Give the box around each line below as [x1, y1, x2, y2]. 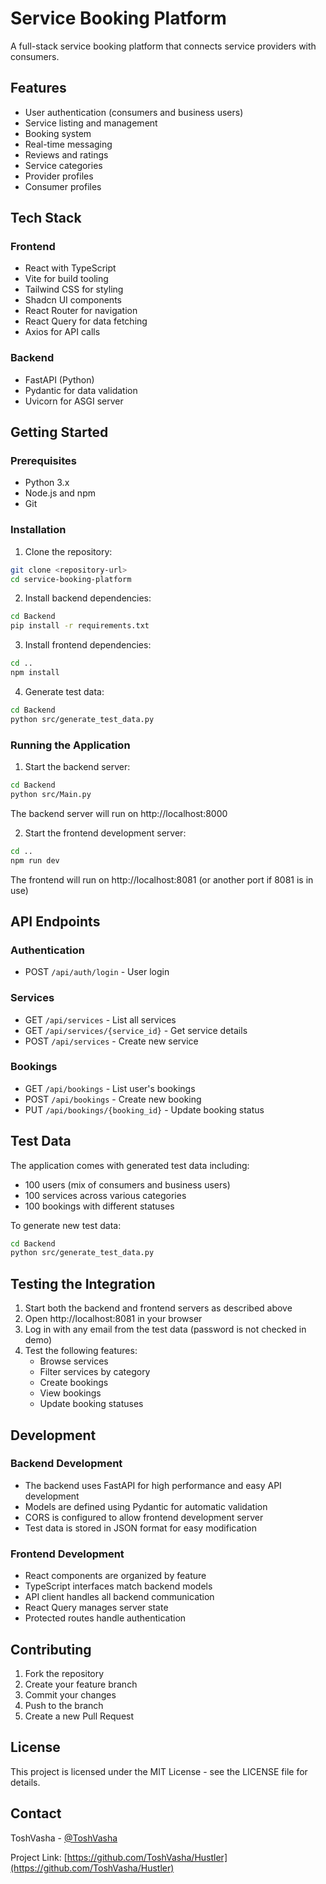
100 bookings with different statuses [24, 1200, 175, 1212]
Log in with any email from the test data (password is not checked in [24, 1323, 307, 1336]
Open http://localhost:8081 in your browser [24, 1313, 203, 1325]
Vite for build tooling [24, 273, 109, 285]
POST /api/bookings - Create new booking [24, 1093, 202, 1105]
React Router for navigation [24, 305, 138, 317]
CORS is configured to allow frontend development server [24, 1511, 264, 1523]
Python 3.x [24, 477, 70, 489]
